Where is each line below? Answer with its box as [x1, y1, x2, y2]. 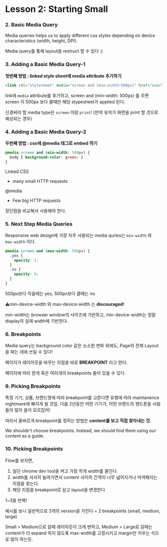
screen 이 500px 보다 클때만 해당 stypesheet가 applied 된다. [5, 99, 126, 105]
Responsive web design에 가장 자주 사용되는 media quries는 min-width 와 [5, 232, 152, 238]
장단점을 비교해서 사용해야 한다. [5, 208, 67, 214]
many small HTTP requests [12, 178, 68, 184]
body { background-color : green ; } [9, 154, 83, 160]
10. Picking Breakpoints [5, 445, 63, 452]
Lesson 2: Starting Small [5, 3, 108, 15]
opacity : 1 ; [14, 258, 39, 263]
